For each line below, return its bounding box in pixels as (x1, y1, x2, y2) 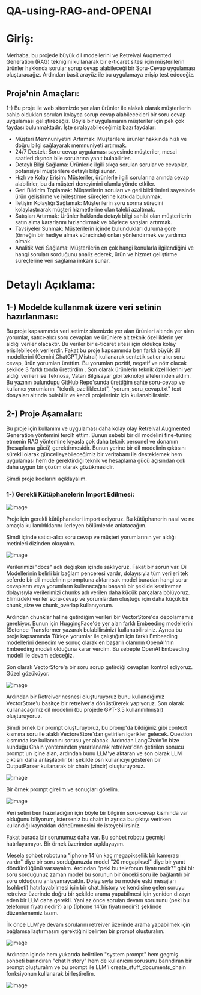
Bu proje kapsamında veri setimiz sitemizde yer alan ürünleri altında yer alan (6, 327, 194, 334)
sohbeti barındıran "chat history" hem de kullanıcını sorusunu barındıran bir (6, 957, 192, 965)
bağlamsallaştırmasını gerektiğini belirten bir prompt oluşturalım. (6, 928, 165, 935)
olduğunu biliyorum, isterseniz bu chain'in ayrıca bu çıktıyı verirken (6, 815, 172, 823)
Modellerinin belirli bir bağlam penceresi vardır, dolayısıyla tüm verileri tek (6, 570, 188, 577)
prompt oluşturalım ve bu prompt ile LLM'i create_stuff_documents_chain (6, 964, 186, 971)
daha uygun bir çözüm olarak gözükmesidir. (6, 463, 115, 471)
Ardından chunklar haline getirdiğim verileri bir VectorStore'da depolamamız (6, 614, 194, 621)
